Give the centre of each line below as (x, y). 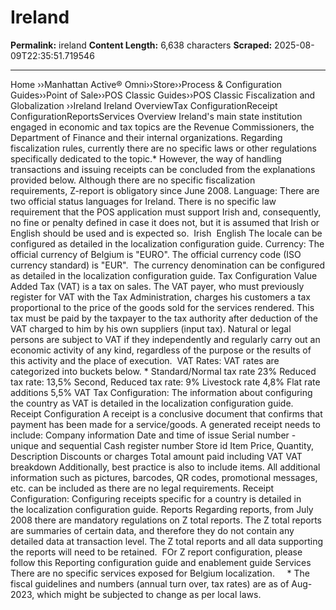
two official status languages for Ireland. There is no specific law (143, 201)
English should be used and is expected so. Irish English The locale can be (166, 233)
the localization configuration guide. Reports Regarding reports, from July (162, 509)
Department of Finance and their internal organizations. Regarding (146, 137)
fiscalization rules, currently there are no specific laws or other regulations (163, 148)
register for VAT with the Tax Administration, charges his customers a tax (160, 297)
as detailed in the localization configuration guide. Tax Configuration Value (164, 275)
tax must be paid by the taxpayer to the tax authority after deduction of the (164, 318)
